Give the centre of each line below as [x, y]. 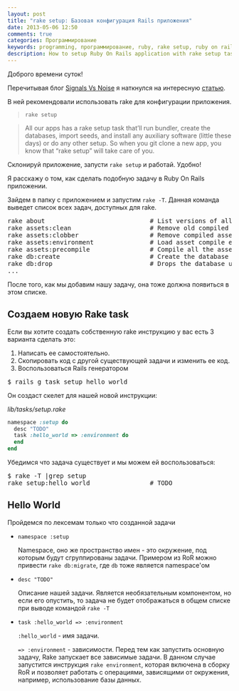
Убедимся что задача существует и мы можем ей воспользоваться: [111, 462]
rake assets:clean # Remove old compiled [118, 228]
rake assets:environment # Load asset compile [116, 242]
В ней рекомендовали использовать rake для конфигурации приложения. [119, 101]
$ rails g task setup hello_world [68, 382]
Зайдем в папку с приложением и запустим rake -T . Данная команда [113, 200]
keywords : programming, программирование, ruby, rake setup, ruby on [113, 47]
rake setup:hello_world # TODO [90, 483]
